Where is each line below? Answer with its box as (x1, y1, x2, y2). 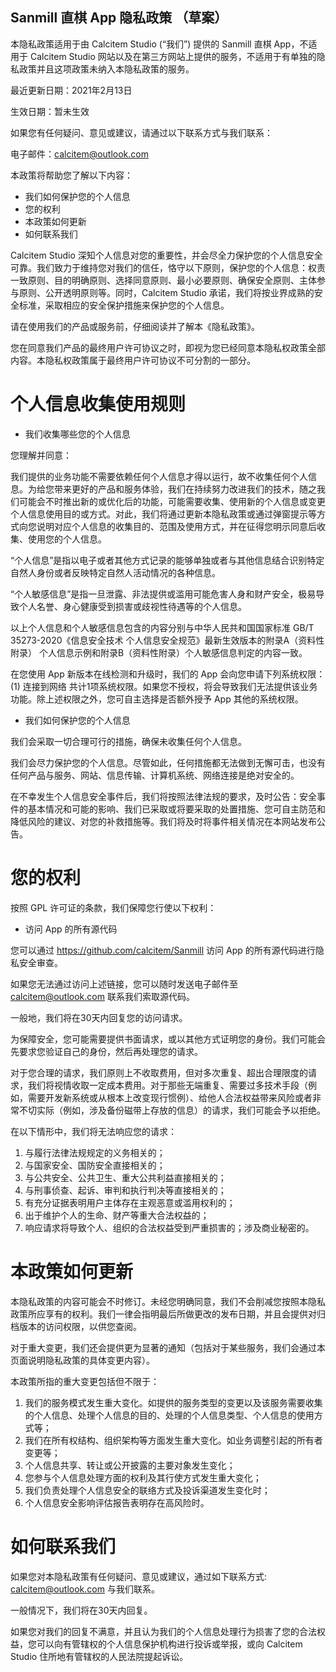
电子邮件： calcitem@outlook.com (10, 148, 149, 160)
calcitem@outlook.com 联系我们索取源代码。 (10, 990, 195, 1002)
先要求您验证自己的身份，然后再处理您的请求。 (10, 1045, 203, 1057)
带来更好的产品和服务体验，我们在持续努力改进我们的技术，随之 (53, 483, 317, 495)
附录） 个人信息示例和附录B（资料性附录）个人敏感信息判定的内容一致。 (10, 646, 308, 658)
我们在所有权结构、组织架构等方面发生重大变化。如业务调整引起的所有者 (24, 1434, 323, 1446)
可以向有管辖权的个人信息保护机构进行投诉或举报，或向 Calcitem (36, 1638, 303, 1650)
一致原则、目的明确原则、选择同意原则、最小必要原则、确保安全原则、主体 (10, 274, 317, 286)
